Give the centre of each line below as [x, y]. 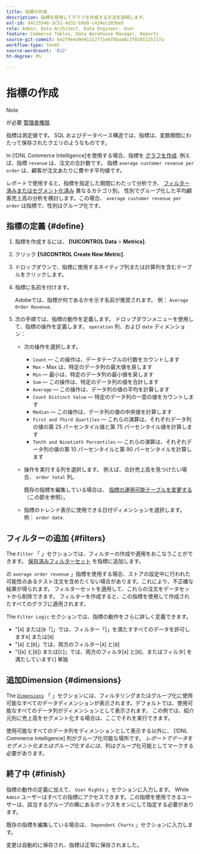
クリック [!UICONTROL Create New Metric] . [70, 255]
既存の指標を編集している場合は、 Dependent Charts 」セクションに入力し [97, 825]
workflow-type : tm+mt [33, 46]
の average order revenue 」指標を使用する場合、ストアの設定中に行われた [99, 574]
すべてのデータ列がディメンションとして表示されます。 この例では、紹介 [105, 711]
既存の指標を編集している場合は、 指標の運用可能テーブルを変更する [108, 490]
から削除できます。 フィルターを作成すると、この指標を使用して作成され [100, 596]
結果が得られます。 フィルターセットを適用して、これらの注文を [85, 589]
